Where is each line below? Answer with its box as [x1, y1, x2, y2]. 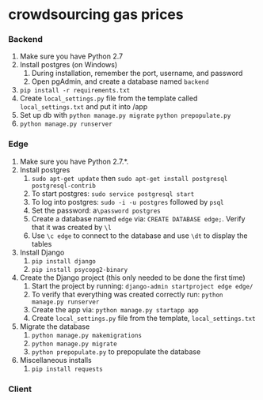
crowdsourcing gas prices [8, 6, 184, 24]
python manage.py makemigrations [31, 331, 143, 339]
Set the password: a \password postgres [31, 206, 161, 215]
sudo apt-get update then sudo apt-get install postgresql [31, 173, 228, 183]
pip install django [31, 257, 97, 266]
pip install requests [31, 365, 103, 373]
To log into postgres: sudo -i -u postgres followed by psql [31, 197, 224, 206]
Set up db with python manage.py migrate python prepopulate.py [19, 111, 231, 120]
